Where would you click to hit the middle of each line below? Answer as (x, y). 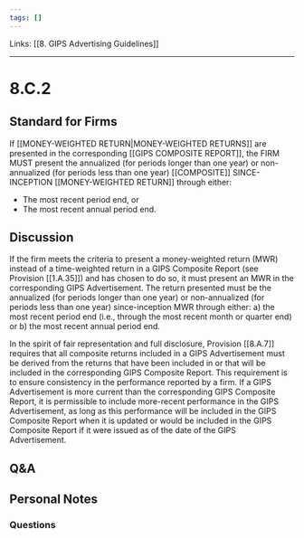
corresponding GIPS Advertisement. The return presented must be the (140, 288)
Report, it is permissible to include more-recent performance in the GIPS (144, 401)
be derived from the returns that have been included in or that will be (138, 363)
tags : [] (26, 18)
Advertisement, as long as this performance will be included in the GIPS (143, 411)
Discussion (42, 237)
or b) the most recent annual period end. (85, 326)
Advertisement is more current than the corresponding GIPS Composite (142, 392)
